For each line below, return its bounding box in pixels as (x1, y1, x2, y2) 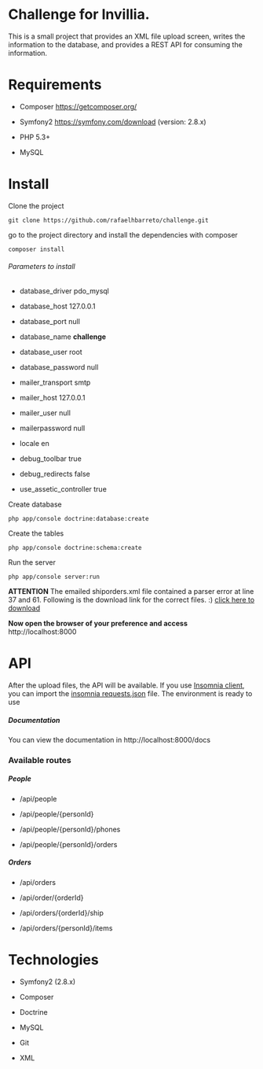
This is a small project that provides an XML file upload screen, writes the (8, 31, 246, 41)
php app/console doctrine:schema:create (8, 544, 143, 552)
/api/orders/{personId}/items (19, 923, 113, 933)
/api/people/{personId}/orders (19, 839, 118, 849)
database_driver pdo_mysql (19, 286, 110, 296)
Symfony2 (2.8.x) (19, 977, 76, 986)
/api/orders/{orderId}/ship (19, 908, 104, 917)
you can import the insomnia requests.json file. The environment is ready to (8, 688, 253, 698)
